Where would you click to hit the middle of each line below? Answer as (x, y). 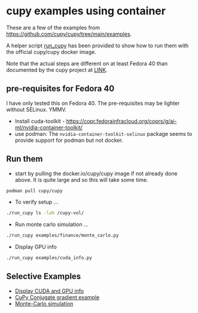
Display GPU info (36, 247)
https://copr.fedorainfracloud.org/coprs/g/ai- (121, 121)
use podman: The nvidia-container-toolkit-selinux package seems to (103, 133)
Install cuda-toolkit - (40, 121)
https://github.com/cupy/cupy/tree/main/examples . (69, 34)
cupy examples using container (86, 11)
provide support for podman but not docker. (69, 140)
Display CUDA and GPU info (49, 291)
